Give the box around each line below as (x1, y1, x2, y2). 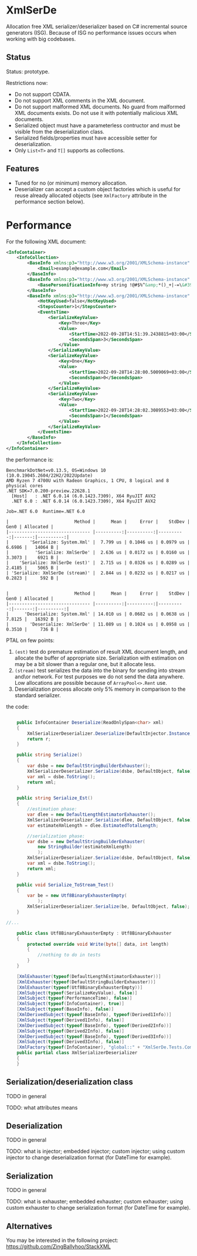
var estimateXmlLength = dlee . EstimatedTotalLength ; (27, 822, 159, 829)
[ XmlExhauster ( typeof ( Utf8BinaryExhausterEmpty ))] (16, 985, 143, 990)
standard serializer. (14, 691, 62, 698)
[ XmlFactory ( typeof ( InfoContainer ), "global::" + (16, 1044, 141, 1050)
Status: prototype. (6, 68, 50, 75)
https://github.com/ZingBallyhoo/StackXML (6, 1243, 111, 1250)
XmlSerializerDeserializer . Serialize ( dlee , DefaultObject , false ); (27, 817, 195, 823)
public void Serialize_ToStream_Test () (16, 882, 114, 888)
